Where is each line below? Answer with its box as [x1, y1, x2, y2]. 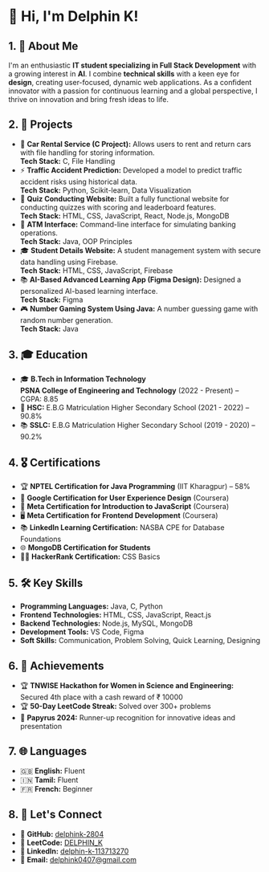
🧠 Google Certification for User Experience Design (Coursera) [19, 493, 230, 503]
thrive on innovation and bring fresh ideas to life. [8, 95, 169, 104]
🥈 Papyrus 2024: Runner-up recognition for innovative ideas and [19, 713, 235, 723]
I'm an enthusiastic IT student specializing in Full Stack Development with [8, 60, 257, 70]
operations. [19, 228, 59, 238]
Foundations [19, 534, 62, 544]
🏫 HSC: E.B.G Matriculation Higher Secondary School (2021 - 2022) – [19, 402, 250, 412]
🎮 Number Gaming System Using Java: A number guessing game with [19, 304, 259, 313]
